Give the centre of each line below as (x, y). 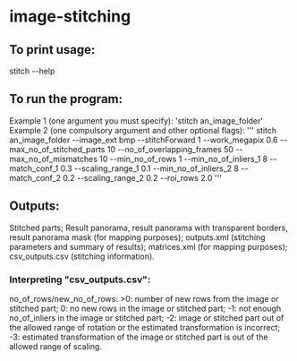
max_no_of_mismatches (54, 159)
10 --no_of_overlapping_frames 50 (170, 149)
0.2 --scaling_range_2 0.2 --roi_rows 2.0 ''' (142, 177)
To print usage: (52, 50)
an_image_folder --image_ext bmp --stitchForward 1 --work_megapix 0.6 (144, 140)
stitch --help (32, 71)
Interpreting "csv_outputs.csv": (80, 279)
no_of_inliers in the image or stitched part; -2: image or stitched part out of (147, 318)
